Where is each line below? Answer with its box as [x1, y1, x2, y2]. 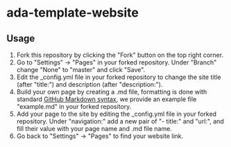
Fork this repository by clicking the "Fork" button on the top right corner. [16, 51, 223, 59]
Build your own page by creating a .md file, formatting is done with [16, 88, 207, 96]
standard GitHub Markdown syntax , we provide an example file [16, 95, 197, 103]
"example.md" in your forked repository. [16, 103, 132, 110]
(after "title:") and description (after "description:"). [16, 80, 163, 88]
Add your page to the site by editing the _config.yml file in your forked [16, 110, 216, 118]
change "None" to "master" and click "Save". [16, 66, 146, 73]
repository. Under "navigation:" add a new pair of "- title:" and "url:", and [16, 117, 225, 126]
